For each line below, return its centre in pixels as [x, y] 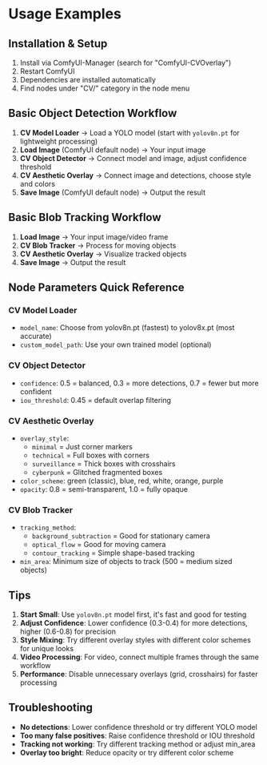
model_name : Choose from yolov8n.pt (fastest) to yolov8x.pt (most [127, 328]
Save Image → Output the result [73, 262]
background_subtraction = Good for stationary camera [121, 536]
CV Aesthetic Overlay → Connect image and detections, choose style [135, 175]
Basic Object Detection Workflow [93, 113]
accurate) [36, 336]
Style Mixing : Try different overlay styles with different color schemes [135, 640]
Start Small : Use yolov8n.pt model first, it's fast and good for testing [133, 614]
